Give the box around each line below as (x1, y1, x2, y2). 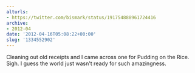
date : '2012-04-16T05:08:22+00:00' (6, 31, 97, 37)
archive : (6, 20, 29, 26)
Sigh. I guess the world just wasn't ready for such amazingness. (6, 60, 166, 67)
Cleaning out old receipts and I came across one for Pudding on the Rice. (6, 54, 190, 60)
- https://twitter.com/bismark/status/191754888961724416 (6, 14, 156, 21)
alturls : (6, 8, 29, 15)
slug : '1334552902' (6, 37, 56, 43)
